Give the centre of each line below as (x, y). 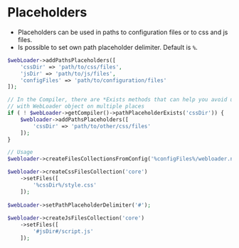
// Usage (20, 153)
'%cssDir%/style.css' (65, 185)
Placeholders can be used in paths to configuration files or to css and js (123, 32)
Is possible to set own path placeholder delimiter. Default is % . (107, 47)
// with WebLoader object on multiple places (76, 107)
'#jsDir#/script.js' (63, 232)
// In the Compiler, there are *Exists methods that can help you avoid (117, 100)
